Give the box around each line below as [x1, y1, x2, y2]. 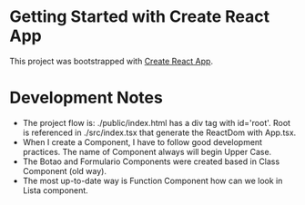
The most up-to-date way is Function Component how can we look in [22, 175, 283, 186]
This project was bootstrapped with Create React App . [9, 55, 214, 66]
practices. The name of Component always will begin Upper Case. [22, 146, 272, 157]
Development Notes [9, 88, 164, 108]
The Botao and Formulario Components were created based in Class [22, 156, 280, 167]
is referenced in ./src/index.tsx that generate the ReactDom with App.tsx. [22, 127, 297, 138]
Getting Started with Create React [9, 6, 270, 27]
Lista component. [22, 184, 88, 196]
